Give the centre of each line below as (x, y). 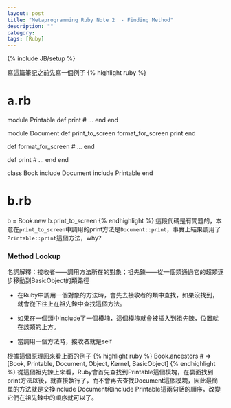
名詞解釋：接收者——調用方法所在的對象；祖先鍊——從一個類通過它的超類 (112, 272)
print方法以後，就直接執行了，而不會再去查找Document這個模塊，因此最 (110, 381)
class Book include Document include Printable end (80, 173)
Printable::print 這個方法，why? (54, 238)
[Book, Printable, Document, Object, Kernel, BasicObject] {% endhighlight (111, 364)
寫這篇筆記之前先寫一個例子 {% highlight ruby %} (77, 73)
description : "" (30, 26)
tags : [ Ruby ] (26, 39)
